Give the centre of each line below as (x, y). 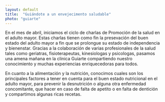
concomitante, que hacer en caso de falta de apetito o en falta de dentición (82, 89)
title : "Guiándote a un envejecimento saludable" (58, 14)
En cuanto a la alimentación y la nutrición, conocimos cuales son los (74, 74)
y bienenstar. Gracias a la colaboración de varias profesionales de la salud (81, 48)
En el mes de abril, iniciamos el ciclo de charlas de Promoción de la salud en (82, 33)
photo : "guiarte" (23, 19)
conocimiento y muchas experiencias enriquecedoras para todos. (72, 64)
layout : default (22, 10)
